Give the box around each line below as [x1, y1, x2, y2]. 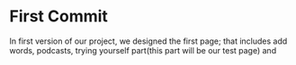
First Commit [9, 6, 108, 27]
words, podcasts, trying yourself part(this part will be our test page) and [9, 45, 277, 55]
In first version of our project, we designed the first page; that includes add [9, 36, 288, 46]
